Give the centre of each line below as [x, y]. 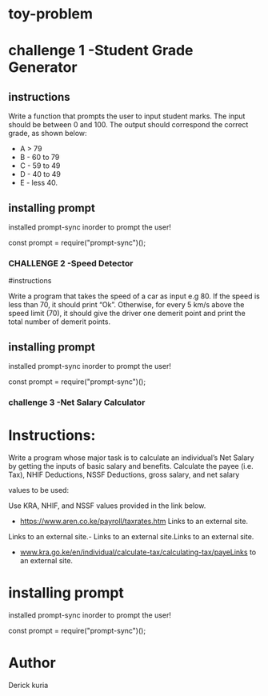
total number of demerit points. [59, 322]
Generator [43, 68]
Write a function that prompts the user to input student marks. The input [127, 116]
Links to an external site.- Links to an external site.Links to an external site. [131, 536]
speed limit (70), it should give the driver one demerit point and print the [127, 314]
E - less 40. [39, 183]
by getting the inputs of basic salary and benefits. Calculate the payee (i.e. [131, 466]
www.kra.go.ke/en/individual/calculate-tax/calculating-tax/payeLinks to [138, 552]
